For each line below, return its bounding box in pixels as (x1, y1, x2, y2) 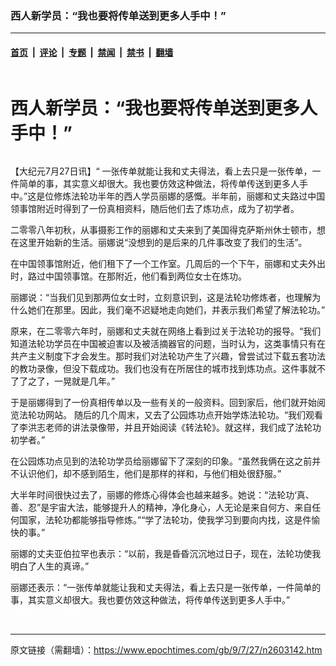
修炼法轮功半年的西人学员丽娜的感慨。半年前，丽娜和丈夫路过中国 (53, 190, 326, 202)
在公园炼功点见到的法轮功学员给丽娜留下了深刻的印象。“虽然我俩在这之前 (10, 455, 313, 467)
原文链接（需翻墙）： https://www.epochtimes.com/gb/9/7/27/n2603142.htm (10, 644, 323, 656)
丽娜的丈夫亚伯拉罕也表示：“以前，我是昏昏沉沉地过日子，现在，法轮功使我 (10, 548, 322, 560)
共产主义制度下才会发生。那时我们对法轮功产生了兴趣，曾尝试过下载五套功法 (10, 350, 326, 362)
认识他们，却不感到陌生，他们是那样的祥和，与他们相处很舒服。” (18, 468, 282, 480)
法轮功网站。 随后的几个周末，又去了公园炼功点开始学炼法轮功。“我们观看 (18, 409, 324, 421)
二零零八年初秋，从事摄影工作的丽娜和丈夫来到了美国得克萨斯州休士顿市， (10, 224, 317, 236)
